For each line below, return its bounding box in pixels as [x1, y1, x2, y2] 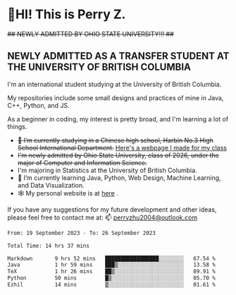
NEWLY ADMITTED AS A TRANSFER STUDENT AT [7, 50, 230, 62]
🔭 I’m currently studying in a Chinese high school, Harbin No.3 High [17, 136, 213, 144]
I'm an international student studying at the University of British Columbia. [7, 80, 222, 88]
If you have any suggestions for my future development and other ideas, [7, 205, 217, 214]
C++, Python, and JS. [7, 101, 70, 109]
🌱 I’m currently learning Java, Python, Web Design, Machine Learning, [17, 173, 221, 182]
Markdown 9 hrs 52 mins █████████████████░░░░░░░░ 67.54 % [7, 255, 216, 262]
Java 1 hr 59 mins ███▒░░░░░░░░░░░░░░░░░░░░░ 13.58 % [7, 261, 216, 269]
